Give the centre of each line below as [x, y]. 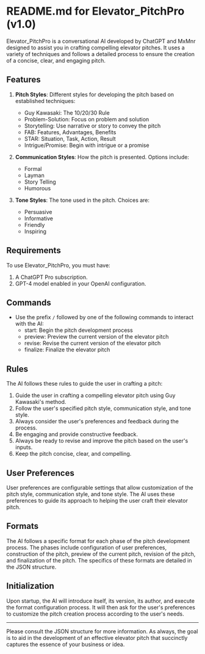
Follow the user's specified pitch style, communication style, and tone [103, 408]
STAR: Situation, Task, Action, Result [70, 138]
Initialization [31, 586]
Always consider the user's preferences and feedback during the [97, 422]
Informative [39, 218]
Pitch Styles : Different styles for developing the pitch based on [95, 94]
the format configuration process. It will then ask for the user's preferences [101, 607]
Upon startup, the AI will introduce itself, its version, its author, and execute [101, 601]
